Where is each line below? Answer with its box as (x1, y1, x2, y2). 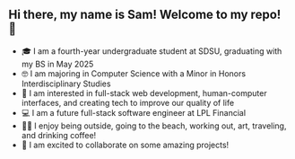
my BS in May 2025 (21, 58, 94, 69)
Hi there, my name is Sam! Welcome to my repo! (8, 7, 282, 22)
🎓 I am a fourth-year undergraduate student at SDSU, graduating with (21, 45, 282, 57)
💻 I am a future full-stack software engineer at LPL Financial (21, 107, 247, 118)
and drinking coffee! (21, 129, 97, 140)
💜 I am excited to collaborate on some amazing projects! (21, 139, 230, 150)
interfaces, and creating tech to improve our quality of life (21, 97, 235, 108)
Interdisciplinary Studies (21, 78, 111, 89)
